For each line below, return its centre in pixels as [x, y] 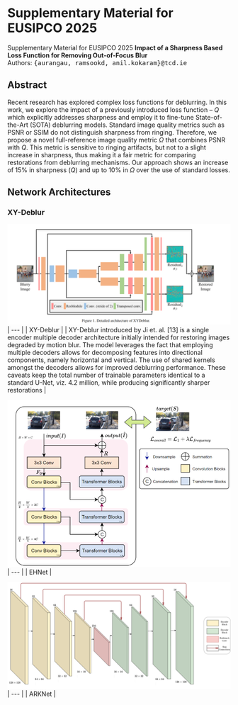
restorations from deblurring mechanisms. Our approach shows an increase [118, 162]
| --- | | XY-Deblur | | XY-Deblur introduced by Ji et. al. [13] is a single [108, 329]
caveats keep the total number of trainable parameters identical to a [106, 375]
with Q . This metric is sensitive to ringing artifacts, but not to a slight [107, 147]
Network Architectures [59, 192]
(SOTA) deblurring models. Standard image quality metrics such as [127, 125]
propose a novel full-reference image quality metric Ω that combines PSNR [116, 140]
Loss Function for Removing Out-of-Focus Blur [78, 55]
